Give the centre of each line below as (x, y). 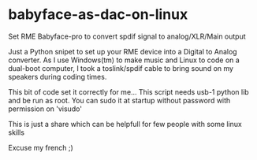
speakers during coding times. (58, 76)
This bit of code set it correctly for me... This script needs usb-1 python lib (129, 91)
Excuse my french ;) (41, 147)
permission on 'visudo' (45, 109)
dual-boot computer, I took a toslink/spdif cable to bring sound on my (121, 68)
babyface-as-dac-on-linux (98, 15)
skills (17, 132)
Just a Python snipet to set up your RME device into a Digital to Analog (123, 51)
